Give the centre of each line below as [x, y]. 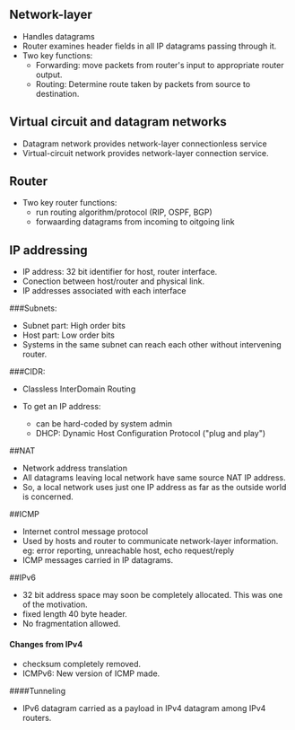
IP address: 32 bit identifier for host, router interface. [120, 272]
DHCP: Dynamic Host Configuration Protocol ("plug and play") [151, 434]
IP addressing [48, 250]
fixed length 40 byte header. [74, 614]
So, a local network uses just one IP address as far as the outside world [154, 488]
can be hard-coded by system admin [104, 424]
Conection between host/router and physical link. [113, 281]
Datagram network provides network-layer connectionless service [144, 144]
